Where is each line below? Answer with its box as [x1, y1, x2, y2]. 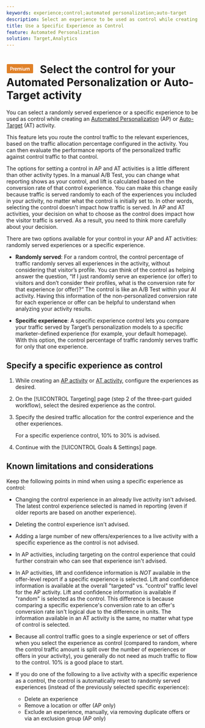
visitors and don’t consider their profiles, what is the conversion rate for [15, 279, 195, 287]
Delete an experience [24, 695, 78, 702]
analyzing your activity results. [15, 305, 93, 312]
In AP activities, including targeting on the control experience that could [15, 550, 196, 558]
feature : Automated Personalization [6, 29, 99, 35]
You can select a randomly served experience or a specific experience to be [6, 109, 198, 116]
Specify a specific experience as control [6, 361, 163, 371]
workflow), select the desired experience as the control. [15, 402, 156, 409]
